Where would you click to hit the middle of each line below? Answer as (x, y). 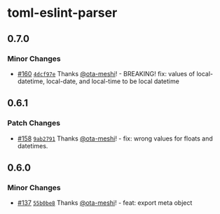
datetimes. (33, 145)
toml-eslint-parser (62, 13)
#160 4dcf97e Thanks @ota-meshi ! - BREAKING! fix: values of (106, 73)
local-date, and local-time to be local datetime (113, 81)
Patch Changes (34, 123)
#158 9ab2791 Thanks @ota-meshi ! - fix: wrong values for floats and (115, 138)
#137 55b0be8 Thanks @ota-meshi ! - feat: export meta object (105, 203)
